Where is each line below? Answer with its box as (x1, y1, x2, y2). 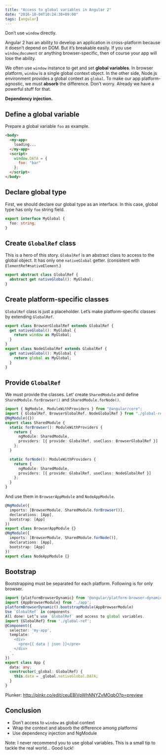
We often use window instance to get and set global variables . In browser (5, 65, 153, 71)
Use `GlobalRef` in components (5, 609, 70, 614)
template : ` (9, 633, 35, 638)
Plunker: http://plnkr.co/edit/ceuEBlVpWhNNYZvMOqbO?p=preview (5, 692, 143, 698)
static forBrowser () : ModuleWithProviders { (9, 425, 103, 430)
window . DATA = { (14, 156, 48, 161)
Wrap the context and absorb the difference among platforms (12, 725, 137, 731)
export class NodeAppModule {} (5, 554, 70, 559)
